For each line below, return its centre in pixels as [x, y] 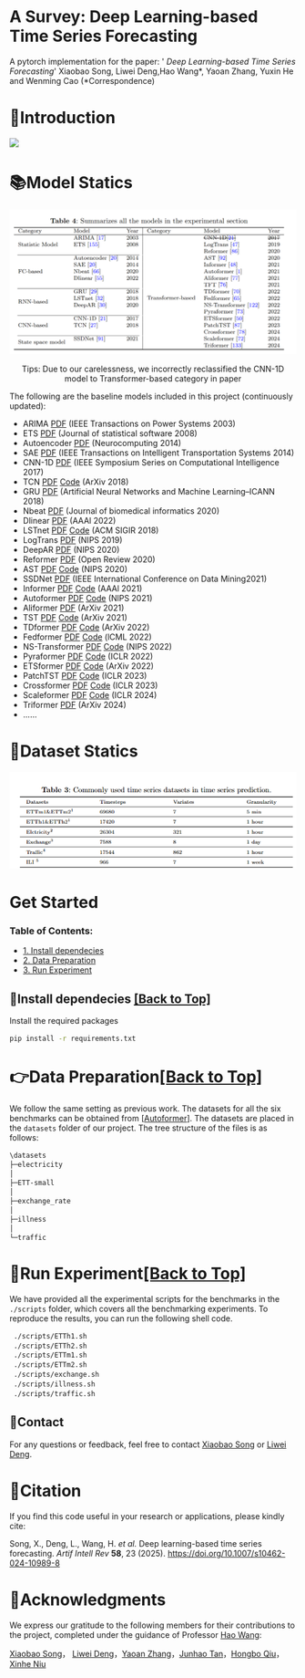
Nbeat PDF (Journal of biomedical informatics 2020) [121, 511]
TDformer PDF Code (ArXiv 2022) [86, 628]
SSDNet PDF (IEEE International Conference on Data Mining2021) [145, 579]
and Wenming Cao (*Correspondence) [82, 80]
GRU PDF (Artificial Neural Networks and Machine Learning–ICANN [149, 492]
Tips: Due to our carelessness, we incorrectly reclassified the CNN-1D [153, 369]
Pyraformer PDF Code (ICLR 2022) [88, 657]
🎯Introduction [62, 118]
